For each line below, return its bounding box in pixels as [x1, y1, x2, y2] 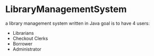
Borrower [12, 40, 33, 46]
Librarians [12, 30, 34, 36]
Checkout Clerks [12, 35, 48, 41]
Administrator [12, 46, 42, 52]
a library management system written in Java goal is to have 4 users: [5, 20, 150, 26]
